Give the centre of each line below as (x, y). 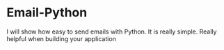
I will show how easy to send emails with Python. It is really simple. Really (112, 32)
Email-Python (47, 13)
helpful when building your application (61, 38)
